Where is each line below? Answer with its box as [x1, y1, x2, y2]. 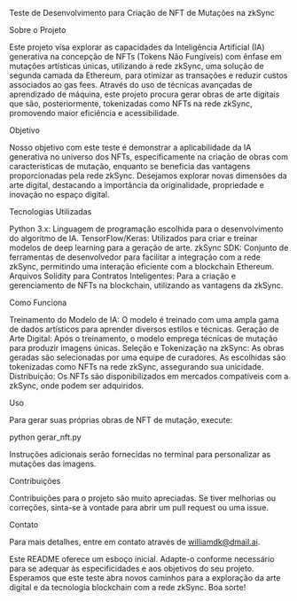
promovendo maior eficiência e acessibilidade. [9, 108, 180, 118]
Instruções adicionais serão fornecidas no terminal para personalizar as [9, 449, 271, 459]
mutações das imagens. [9, 458, 97, 469]
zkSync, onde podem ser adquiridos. [9, 380, 145, 391]
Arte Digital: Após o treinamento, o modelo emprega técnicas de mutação [9, 333, 277, 344]
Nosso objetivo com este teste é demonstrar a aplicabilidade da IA [9, 142, 252, 152]
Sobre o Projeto [9, 25, 66, 35]
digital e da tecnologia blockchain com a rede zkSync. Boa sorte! [9, 582, 246, 592]
